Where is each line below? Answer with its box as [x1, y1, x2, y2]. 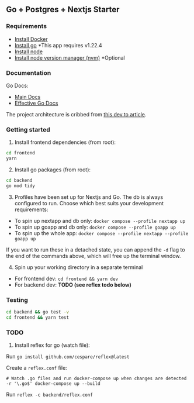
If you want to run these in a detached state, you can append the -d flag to [6, 246, 185, 253]
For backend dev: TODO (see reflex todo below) [14, 281, 131, 288]
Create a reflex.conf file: [6, 364, 67, 371]
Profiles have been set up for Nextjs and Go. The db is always [14, 193, 164, 201]
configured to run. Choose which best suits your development [14, 199, 164, 206]
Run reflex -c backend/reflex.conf [6, 391, 93, 398]
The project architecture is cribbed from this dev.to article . [6, 111, 147, 118]
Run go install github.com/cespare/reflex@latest [6, 353, 130, 360]
